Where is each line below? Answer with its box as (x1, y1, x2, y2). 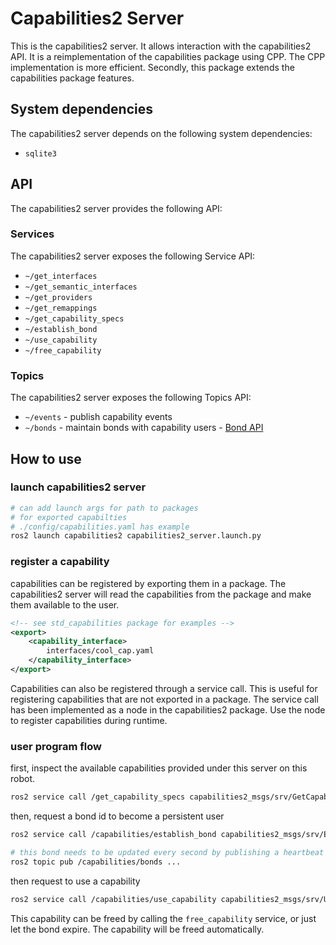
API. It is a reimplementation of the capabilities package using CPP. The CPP (10, 50, 326, 62)
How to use (10, 450, 82, 467)
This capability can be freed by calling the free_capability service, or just (10, 912, 317, 924)
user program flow (10, 739, 102, 753)
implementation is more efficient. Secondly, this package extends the (10, 61, 295, 73)
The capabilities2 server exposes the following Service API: (10, 250, 256, 262)
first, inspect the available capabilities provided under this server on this (10, 762, 308, 774)
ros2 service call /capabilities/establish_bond (10, 830, 217, 840)
